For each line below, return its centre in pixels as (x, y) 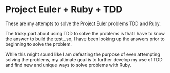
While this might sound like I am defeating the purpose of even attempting (83, 54)
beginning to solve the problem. (39, 44)
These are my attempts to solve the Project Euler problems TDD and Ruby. (83, 23)
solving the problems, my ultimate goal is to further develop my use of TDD (84, 59)
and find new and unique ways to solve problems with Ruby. (68, 65)
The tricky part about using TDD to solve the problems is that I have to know (85, 33)
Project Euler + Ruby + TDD (64, 9)
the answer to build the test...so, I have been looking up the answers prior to (85, 39)
